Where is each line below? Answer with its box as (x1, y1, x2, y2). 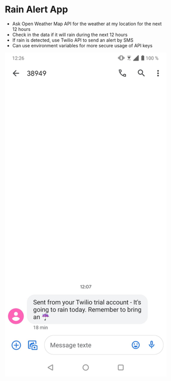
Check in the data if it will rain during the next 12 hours (12, 31, 128, 38)
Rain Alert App (5, 4, 68, 15)
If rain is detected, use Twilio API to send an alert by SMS (12, 37, 134, 43)
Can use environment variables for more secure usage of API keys (12, 42, 153, 48)
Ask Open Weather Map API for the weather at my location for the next (12, 21, 162, 27)
